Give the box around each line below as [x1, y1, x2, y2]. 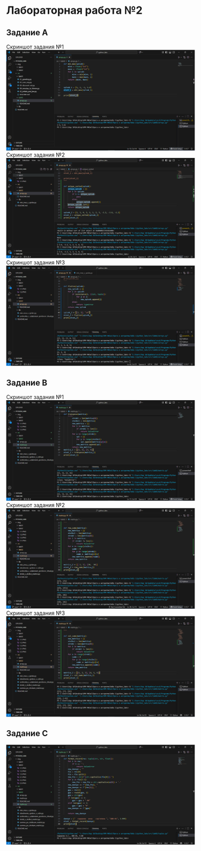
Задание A [6, 28, 48, 38]
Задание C [6, 728, 48, 739]
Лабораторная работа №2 [6, 4, 143, 17]
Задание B [6, 377, 48, 388]
